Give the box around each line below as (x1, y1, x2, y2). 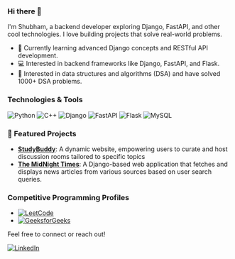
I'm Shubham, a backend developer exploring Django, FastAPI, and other (7, 23, 220, 31)
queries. (17, 175, 43, 183)
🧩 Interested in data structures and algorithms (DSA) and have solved (17, 70, 221, 78)
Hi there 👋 (7, 6, 43, 16)
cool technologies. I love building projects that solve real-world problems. (7, 30, 222, 38)
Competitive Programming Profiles (7, 192, 130, 202)
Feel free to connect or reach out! (7, 230, 106, 238)
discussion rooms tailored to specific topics (17, 152, 146, 160)
